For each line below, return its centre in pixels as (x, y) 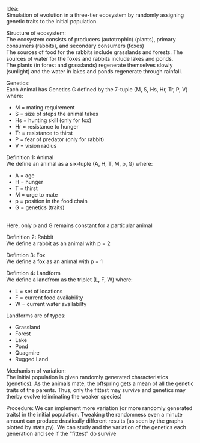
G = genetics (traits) (40, 207)
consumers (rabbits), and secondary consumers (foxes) (75, 46)
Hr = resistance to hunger (47, 127)
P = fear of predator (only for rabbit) (59, 139)
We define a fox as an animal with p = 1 (55, 261)
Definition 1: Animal (30, 157)
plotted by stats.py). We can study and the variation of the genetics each (96, 427)
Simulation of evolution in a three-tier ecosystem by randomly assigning (95, 15)
